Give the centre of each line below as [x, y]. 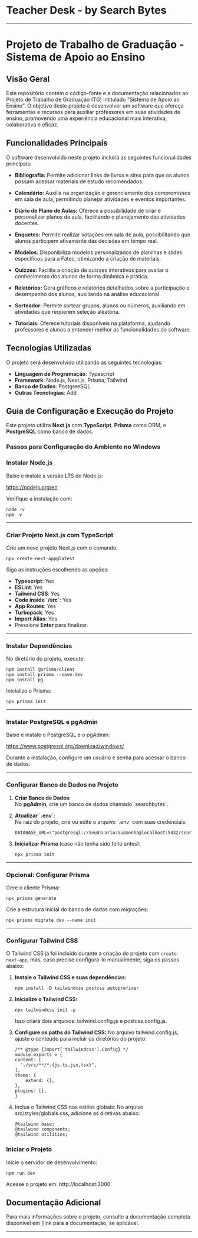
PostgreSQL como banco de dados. [50, 431]
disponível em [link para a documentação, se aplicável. [73, 1223]
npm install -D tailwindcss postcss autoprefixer [77, 988]
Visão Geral [28, 79]
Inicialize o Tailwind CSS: [46, 999]
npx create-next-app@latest [41, 558]
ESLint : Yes [29, 587]
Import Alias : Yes [36, 619]
